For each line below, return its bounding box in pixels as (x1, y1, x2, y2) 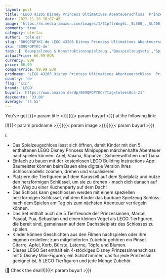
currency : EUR (5, 58, 35, 63)
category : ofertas (5, 30, 43, 35)
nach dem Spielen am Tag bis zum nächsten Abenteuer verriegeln (12, 200, 147, 206)
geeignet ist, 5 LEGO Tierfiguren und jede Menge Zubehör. (12, 258, 132, 264)
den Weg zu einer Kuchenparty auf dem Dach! (12, 184, 107, 190)
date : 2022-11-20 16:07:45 (5, 16, 61, 21)
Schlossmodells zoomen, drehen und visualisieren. (12, 169, 116, 175)
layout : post (5, 7, 32, 12)
